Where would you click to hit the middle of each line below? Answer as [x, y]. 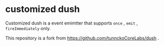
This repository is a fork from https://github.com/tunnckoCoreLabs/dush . [82, 38]
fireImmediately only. [28, 28]
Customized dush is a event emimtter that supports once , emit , [72, 23]
